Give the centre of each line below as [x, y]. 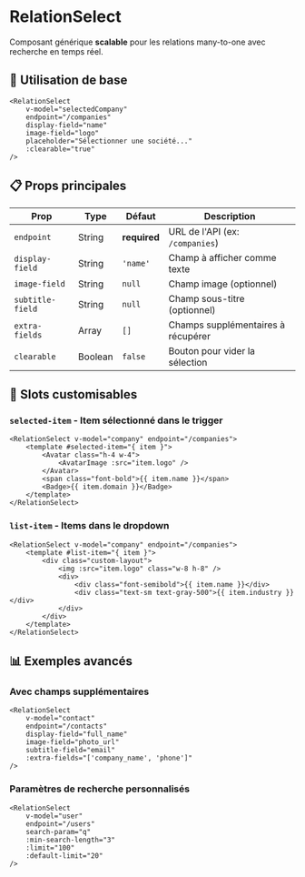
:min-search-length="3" [71, 840]
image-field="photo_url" [73, 742]
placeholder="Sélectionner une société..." [109, 141]
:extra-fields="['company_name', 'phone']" [109, 758]
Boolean [96, 357]
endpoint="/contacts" [66, 726]
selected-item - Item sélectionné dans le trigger [116, 420]
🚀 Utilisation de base [69, 81]
